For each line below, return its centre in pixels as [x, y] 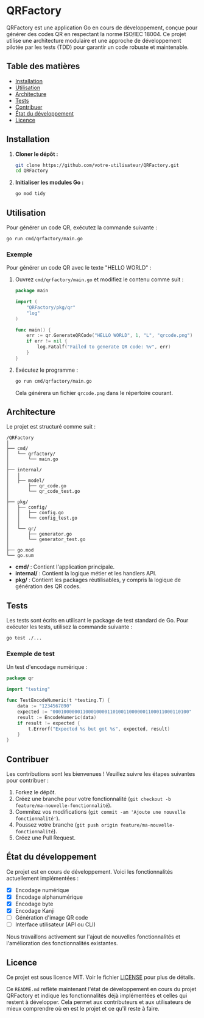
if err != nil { [47, 341]
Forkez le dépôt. [36, 792]
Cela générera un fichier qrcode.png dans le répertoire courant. [94, 393]
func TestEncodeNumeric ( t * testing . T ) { [58, 701]
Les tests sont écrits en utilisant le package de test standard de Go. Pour [97, 621]
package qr [20, 678]
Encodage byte [34, 904]
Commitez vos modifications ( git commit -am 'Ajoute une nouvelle [100, 812]
